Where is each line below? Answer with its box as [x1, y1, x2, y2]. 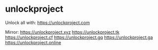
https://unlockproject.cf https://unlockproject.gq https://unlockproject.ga [5, 34, 153, 40]
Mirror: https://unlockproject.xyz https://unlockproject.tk [5, 29, 120, 35]
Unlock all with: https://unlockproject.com [5, 20, 90, 25]
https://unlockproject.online [5, 39, 62, 45]
